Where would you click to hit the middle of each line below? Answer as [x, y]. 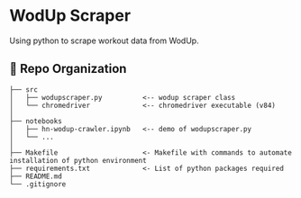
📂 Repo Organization [68, 69]
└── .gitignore [38, 184]
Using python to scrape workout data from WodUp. [105, 40]
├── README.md [36, 176]
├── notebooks [36, 121]
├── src [24, 90]
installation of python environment [78, 160]
